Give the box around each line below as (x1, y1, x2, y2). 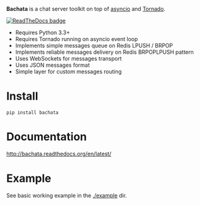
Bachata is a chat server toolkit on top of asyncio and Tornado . (6, 6, 166, 12)
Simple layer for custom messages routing (15, 68, 122, 75)
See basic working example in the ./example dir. (6, 192, 127, 199)
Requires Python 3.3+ (15, 29, 70, 36)
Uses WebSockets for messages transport (15, 55, 122, 62)
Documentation (6, 130, 87, 144)
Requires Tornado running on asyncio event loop (15, 35, 138, 42)
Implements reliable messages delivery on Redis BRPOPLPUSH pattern (15, 48, 194, 56)
